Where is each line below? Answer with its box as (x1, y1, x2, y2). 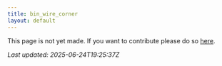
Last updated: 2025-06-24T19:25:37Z (7, 50, 120, 59)
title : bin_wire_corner (7, 10, 79, 18)
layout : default (7, 17, 56, 24)
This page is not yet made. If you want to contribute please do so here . (7, 36, 216, 45)
